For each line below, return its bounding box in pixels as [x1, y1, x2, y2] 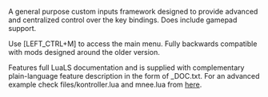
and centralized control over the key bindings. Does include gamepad [8, 15, 238, 25]
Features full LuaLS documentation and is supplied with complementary [8, 63, 245, 72]
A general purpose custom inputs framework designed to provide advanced [8, 7, 258, 16]
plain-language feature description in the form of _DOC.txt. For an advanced [8, 72, 260, 80]
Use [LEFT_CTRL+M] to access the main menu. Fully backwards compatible [8, 39, 258, 48]
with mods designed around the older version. [8, 48, 160, 56]
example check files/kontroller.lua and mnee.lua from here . [8, 80, 202, 89]
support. [8, 24, 37, 33]
